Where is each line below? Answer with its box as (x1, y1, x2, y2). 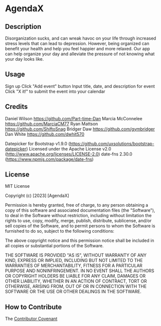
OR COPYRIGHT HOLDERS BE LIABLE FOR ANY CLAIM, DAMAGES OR (5, 273, 146, 279)
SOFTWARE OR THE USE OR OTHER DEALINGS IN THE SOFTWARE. (5, 289, 142, 295)
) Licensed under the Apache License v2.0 (26, 146, 111, 152)
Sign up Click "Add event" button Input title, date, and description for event (5, 83, 155, 89)
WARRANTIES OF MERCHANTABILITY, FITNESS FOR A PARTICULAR (5, 262, 143, 269)
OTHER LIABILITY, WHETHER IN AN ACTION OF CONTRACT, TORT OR (5, 278, 147, 284)
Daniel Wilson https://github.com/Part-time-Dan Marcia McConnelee (5, 115, 143, 121)
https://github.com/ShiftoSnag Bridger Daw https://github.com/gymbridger (5, 126, 155, 132)
